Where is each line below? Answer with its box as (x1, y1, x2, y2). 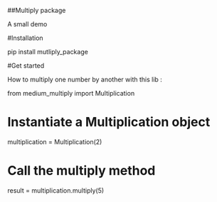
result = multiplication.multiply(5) (7, 186, 105, 195)
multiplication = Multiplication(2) (7, 137, 102, 146)
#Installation (7, 34, 44, 42)
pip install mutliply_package (7, 48, 89, 56)
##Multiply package (7, 6, 66, 14)
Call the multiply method (7, 163, 156, 179)
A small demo (7, 20, 48, 28)
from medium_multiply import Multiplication (7, 89, 135, 97)
